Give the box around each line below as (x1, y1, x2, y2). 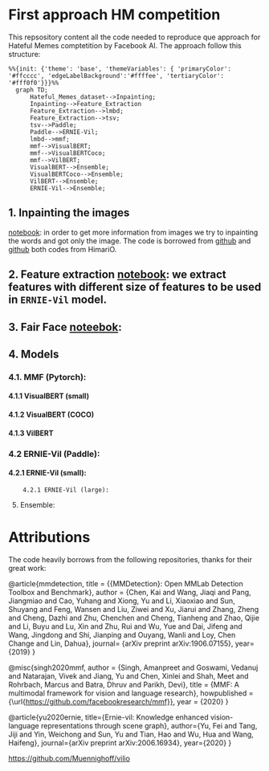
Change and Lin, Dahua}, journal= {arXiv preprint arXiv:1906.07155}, (8, 638, 234, 648)
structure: (8, 49, 41, 59)
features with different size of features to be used (8, 280, 262, 294)
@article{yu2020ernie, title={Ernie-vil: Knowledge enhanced (8, 712, 209, 722)
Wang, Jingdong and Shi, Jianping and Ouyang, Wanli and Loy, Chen (8, 630, 236, 639)
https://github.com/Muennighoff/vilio (8, 753, 131, 763)
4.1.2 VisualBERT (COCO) (8, 410, 95, 419)
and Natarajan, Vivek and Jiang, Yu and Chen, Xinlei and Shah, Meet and (8, 671, 249, 680)
